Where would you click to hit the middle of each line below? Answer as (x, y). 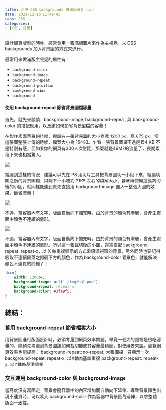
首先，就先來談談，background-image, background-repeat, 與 (68, 120)
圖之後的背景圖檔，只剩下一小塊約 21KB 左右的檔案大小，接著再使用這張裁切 (83, 181)
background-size (29, 91)
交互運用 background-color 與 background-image (65, 378)
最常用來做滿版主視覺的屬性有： (38, 59)
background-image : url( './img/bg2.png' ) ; (57, 282)
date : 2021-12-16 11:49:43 (33, 14)
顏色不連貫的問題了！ (27, 264)
